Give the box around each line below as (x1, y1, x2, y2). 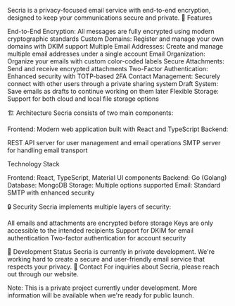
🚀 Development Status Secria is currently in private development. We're (7, 247, 215, 256)
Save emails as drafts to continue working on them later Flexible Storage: (7, 87, 220, 95)
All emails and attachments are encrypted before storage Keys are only (7, 219, 213, 227)
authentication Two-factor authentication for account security (7, 234, 186, 242)
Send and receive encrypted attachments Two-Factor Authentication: (7, 65, 209, 73)
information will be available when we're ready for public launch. (7, 291, 195, 299)
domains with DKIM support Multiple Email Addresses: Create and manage (7, 42, 224, 50)
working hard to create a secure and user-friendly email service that (7, 255, 205, 263)
